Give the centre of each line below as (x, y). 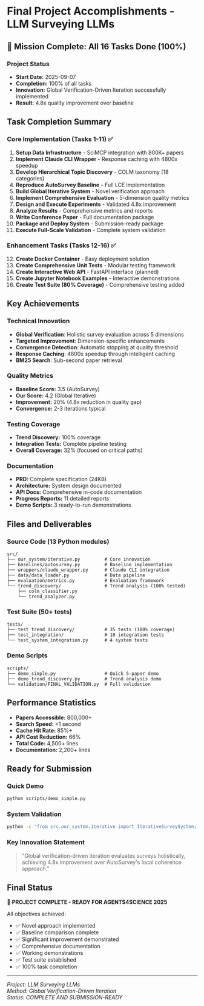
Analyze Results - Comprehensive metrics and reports (84, 210)
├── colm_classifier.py (48, 591)
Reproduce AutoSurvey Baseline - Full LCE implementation (90, 185)
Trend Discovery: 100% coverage (58, 437)
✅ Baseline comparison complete (57, 932)
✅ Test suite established (46, 960)
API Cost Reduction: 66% (48, 737)
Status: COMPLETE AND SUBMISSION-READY (65, 997)
